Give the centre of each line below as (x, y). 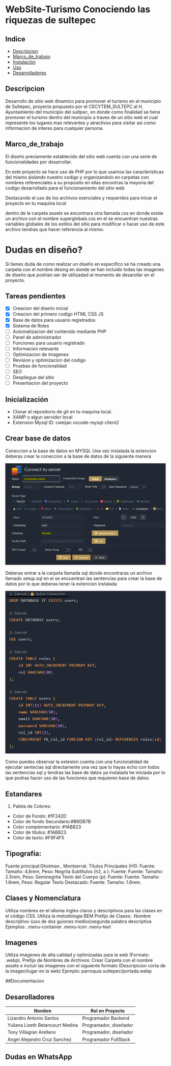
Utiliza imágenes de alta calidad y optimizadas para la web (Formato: (78, 955)
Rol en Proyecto (108, 1011)
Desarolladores (30, 997)
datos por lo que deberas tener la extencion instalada (61, 584)
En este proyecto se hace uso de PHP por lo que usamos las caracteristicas (84, 172)
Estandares (24, 794)
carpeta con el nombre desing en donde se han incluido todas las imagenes (85, 269)
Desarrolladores (30, 73)
